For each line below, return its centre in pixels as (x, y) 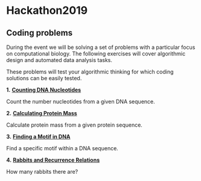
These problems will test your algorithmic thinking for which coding (90, 72)
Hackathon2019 (47, 11)
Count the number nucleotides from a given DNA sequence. (81, 101)
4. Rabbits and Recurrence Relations (53, 160)
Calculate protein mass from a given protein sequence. (75, 125)
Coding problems (40, 33)
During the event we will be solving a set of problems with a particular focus (101, 47)
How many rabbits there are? (42, 172)
